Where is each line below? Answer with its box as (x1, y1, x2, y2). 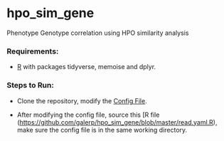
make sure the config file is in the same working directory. (16, 125, 188, 134)
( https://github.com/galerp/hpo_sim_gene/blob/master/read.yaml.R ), (16, 117, 218, 126)
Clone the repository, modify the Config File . (16, 96, 147, 105)
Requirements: (6, 46, 59, 56)
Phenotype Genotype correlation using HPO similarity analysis (6, 28, 189, 37)
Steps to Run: (6, 80, 54, 90)
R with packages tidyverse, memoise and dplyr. (16, 63, 156, 71)
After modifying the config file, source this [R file (16, 110, 160, 119)
